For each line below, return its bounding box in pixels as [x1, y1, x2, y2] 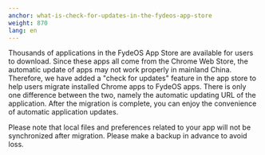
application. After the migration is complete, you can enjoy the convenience [8, 99, 257, 108]
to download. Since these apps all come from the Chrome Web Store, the [8, 56, 249, 66]
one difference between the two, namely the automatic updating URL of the [8, 91, 257, 100]
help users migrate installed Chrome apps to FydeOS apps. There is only [8, 82, 247, 91]
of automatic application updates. [8, 107, 119, 117]
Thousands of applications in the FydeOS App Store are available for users [8, 48, 254, 58]
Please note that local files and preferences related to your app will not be [8, 122, 251, 132]
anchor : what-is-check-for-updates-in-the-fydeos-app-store [8, 11, 213, 20]
